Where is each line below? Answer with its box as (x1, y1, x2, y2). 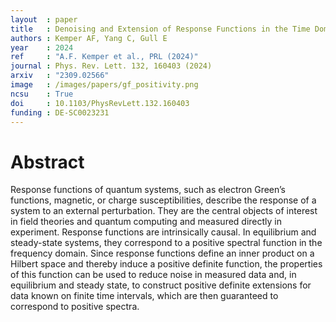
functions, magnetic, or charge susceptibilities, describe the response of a (10, 194, 317, 206)
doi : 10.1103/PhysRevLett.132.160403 (10, 98, 190, 108)
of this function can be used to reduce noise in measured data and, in (10, 269, 297, 281)
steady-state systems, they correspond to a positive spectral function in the (10, 237, 323, 249)
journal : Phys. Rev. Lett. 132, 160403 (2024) (10, 61, 213, 71)
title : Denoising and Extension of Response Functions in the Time (10, 24, 311, 34)
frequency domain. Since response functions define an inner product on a (10, 247, 315, 260)
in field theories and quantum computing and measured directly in (10, 216, 283, 228)
